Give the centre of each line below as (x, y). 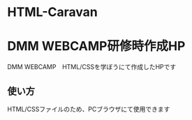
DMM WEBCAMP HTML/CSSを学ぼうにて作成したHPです (92, 67)
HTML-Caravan (52, 12)
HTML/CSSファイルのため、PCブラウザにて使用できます (89, 109)
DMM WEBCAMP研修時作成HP (96, 46)
